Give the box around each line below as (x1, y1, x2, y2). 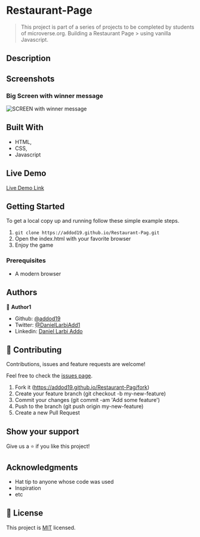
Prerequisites (6, 256, 46, 265)
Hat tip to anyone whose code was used (14, 478, 114, 485)
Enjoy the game (14, 241, 54, 248)
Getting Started (6, 201, 65, 212)
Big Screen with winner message (6, 91, 103, 100)
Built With (6, 122, 44, 133)
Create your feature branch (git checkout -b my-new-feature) (14, 390, 166, 397)
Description (6, 53, 51, 63)
